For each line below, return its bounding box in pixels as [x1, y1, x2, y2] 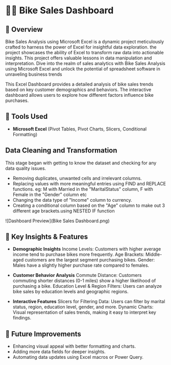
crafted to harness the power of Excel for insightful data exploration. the [5, 44, 157, 50]
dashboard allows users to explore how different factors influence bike [5, 92, 154, 98]
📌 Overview [5, 25, 43, 34]
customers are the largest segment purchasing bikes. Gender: [25, 257, 155, 263]
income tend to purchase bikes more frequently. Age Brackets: [12, 251, 144, 257]
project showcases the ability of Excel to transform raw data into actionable [5, 50, 164, 55]
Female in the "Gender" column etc [12, 191, 87, 198]
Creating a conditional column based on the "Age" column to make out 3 [12, 202, 165, 208]
